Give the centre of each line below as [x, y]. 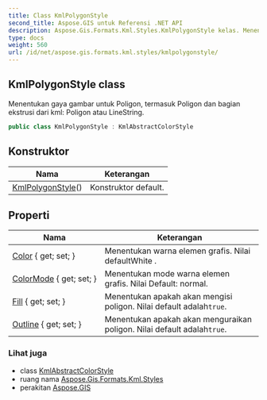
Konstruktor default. [127, 187]
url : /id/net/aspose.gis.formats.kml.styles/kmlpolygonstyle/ [113, 52]
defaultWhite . [131, 261]
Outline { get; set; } [47, 325]
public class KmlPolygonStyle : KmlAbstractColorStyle [101, 127]
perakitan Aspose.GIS [55, 387]
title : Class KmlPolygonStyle [58, 15]
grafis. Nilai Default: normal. [156, 284]
